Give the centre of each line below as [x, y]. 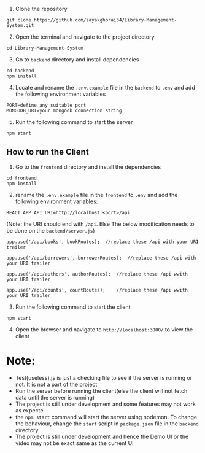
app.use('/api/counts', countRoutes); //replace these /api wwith [97, 290]
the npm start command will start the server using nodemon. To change [106, 417]
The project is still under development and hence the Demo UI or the [102, 436]
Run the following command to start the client [73, 307]
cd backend [20, 71]
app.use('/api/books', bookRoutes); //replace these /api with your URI [103, 242]
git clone [19, 20]
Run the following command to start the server [74, 122]
